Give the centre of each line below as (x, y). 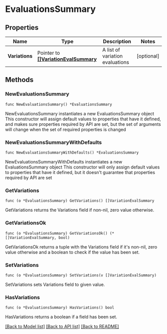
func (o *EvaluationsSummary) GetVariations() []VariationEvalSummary (80, 201)
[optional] (148, 56)
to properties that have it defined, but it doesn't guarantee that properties (80, 172)
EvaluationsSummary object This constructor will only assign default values (83, 167)
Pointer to (48, 53)
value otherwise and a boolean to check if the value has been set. (73, 252)
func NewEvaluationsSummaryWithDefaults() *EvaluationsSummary (72, 153)
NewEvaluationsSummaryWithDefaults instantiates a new (64, 162)
